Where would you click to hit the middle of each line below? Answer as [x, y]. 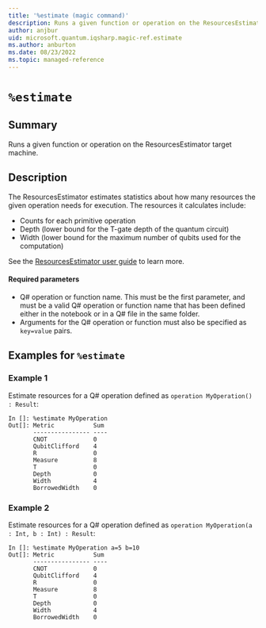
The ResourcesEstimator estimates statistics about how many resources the [132, 197]
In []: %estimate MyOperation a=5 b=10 [74, 548]
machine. [23, 152]
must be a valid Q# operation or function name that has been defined [132, 305]
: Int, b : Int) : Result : [52, 533]
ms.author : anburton [42, 45]
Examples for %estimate [66, 356]
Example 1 [28, 378]
